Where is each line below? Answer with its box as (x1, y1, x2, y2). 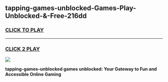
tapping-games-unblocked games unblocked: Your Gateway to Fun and (5, 66, 157, 72)
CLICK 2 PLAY (5, 45, 40, 52)
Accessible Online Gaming (5, 71, 61, 77)
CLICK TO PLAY (5, 27, 44, 34)
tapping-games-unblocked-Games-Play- (5, 4, 136, 12)
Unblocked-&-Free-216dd (5, 12, 87, 20)
